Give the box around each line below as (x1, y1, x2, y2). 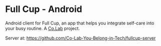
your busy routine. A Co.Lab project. (5, 25, 80, 31)
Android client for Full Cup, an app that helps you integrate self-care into (5, 20, 154, 26)
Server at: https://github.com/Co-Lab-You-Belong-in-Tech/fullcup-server (5, 35, 156, 41)
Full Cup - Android (5, 3, 82, 15)
